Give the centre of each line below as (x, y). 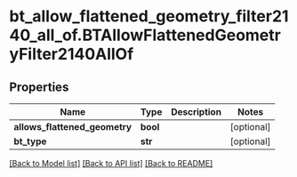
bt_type (30, 141)
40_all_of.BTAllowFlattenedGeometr (145, 35)
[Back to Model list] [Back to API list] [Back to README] (111, 163)
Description (196, 112)
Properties (39, 87)
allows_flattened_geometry (72, 127)
